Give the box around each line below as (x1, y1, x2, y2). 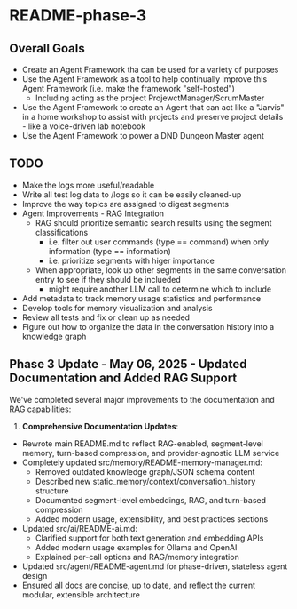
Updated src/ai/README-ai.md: (21, 523, 137, 533)
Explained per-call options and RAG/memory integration (35, 551, 239, 562)
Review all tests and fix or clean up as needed (21, 312, 191, 323)
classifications (35, 227, 89, 237)
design (21, 570, 48, 581)
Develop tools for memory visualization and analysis (21, 302, 213, 313)
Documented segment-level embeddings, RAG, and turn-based (35, 494, 267, 505)
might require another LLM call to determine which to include (48, 284, 272, 294)
